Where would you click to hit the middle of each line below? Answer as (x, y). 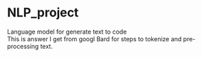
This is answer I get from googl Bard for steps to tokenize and (94, 38)
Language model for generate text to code (67, 32)
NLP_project (43, 13)
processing (23, 46)
